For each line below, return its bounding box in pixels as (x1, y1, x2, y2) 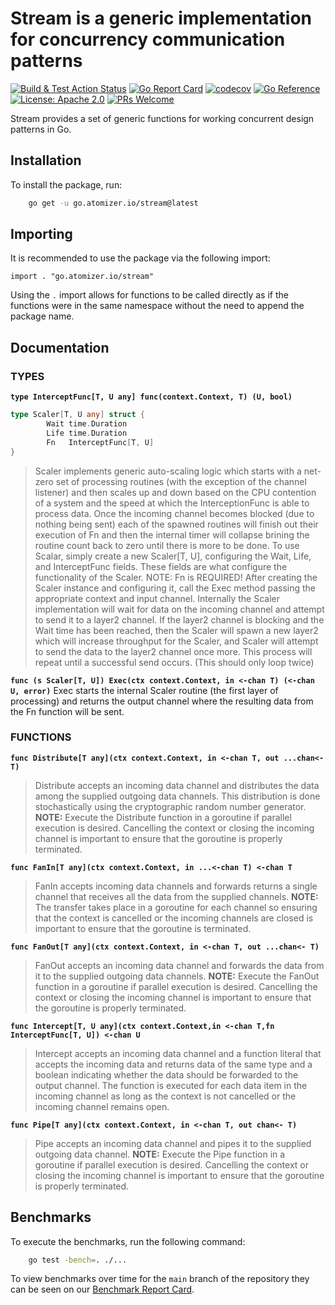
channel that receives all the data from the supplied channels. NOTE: (34, 890, 319, 902)
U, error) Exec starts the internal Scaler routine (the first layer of (10, 684, 279, 696)
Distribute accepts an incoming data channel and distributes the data (34, 779, 320, 791)
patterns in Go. (10, 123, 72, 135)
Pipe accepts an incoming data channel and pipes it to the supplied (34, 1137, 312, 1149)
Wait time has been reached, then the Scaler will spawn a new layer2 (34, 624, 319, 636)
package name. (10, 310, 75, 322)
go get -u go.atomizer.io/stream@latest (28, 198, 199, 208)
